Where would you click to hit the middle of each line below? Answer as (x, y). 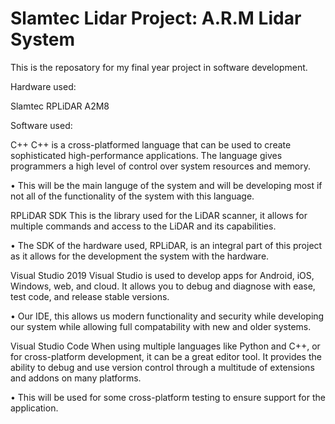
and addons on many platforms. (76, 378)
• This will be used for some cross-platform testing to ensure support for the (168, 397)
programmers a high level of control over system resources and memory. (160, 166)
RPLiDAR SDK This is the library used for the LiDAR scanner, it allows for (159, 215)
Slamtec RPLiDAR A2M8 (60, 106)
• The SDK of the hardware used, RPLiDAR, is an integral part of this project (166, 245)
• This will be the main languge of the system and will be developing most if (166, 185)
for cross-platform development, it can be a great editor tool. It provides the (166, 356)
